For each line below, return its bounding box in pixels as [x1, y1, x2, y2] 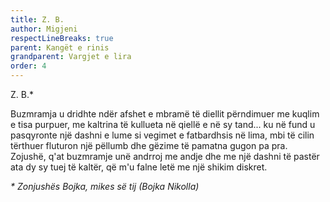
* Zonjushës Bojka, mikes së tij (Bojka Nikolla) [10, 181, 200, 192]
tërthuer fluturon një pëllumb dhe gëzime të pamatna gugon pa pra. [10, 140, 288, 151]
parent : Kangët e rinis [10, 42, 110, 53]
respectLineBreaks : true [10, 33, 114, 43]
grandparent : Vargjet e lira [10, 52, 132, 62]
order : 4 [10, 61, 47, 71]
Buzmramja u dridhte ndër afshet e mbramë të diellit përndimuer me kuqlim [10, 108, 320, 120]
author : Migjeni [10, 24, 78, 34]
